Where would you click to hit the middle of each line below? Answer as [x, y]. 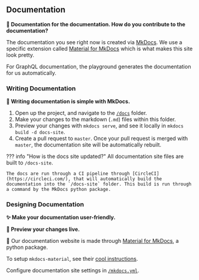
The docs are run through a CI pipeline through [68, 174]
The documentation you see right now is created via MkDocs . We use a [94, 42]
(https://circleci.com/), [38, 179]
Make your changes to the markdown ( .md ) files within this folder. [95, 120]
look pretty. [20, 55]
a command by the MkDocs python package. [59, 190]
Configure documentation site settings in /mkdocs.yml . [73, 270]
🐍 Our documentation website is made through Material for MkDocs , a [93, 241]
